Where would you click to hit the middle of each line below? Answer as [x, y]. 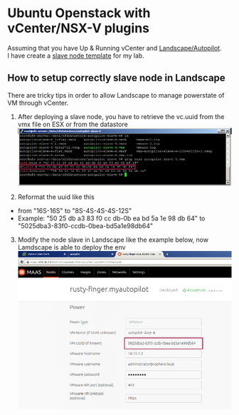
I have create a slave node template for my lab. [76, 56]
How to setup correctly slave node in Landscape [116, 78]
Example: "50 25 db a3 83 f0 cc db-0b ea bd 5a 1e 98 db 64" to [111, 218]
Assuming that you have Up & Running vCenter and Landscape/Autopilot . [115, 48]
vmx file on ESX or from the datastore [73, 124]
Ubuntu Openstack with [79, 13]
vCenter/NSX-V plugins [79, 28]
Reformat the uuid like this [56, 197]
